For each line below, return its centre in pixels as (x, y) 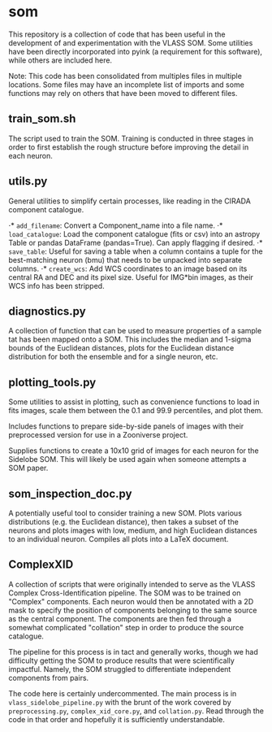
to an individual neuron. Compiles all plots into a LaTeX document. (119, 539)
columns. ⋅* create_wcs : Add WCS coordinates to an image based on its (128, 268)
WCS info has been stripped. (56, 285)
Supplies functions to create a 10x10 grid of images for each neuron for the (134, 451)
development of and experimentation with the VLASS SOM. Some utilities (131, 42)
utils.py (28, 181)
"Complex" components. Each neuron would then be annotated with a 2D (131, 601)
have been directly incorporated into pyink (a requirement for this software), (135, 51)
